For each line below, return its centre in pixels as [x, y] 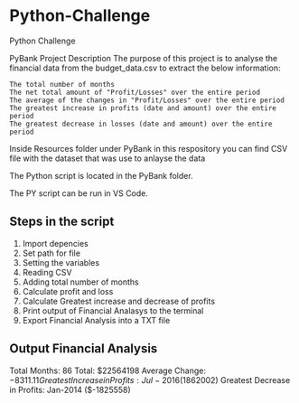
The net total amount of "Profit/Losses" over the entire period [135, 92]
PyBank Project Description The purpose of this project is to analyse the [144, 58]
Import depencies [55, 243]
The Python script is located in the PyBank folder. [101, 175]
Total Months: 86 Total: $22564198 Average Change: [107, 370]
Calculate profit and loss [68, 291]
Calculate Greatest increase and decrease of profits [118, 301]
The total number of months [62, 84]
